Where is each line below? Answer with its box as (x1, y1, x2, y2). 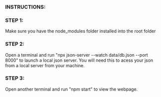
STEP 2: (5, 41, 25, 48)
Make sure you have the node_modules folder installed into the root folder (5, 28, 156, 34)
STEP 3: (5, 75, 25, 82)
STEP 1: (5, 16, 24, 23)
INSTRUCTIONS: (5, 3, 46, 10)
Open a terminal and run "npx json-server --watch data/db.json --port (5, 52, 148, 58)
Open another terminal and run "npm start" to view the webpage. (5, 86, 138, 92)
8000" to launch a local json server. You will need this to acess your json (5, 57, 154, 63)
